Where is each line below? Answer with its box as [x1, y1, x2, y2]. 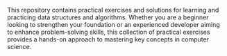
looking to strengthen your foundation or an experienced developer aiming [7, 21, 220, 28]
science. [7, 43, 32, 50]
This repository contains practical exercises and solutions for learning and [7, 6, 219, 14]
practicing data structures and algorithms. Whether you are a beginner [7, 13, 209, 21]
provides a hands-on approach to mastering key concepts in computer [7, 35, 210, 44]
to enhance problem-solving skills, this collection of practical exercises [7, 28, 210, 36]
